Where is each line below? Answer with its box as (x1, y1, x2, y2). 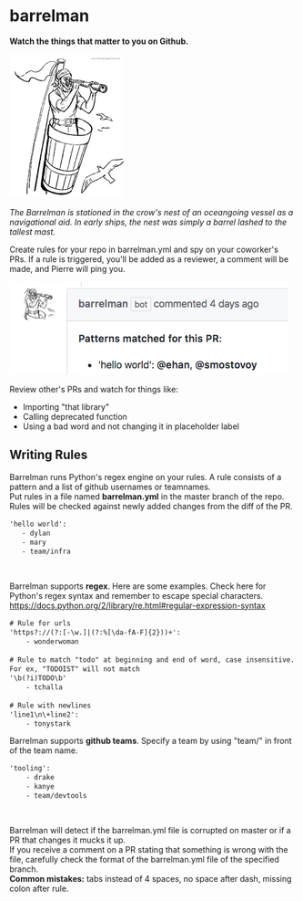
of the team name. (9, 745, 78, 756)
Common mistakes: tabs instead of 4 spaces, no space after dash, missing (9, 873, 292, 884)
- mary (21, 538, 47, 547)
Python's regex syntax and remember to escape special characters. (9, 590, 264, 601)
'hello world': (9, 519, 67, 529)
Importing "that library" (22, 401, 110, 412)
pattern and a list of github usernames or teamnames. (9, 481, 211, 492)
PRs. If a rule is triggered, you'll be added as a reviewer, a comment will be (9, 253, 289, 265)
